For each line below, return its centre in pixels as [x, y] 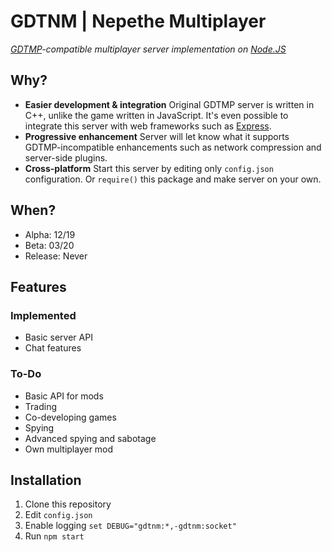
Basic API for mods [64, 396]
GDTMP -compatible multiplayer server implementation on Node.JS [148, 49]
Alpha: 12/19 [50, 234]
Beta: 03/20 [49, 245]
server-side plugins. [66, 157]
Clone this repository [68, 504]
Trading [40, 406]
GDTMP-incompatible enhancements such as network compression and [173, 147]
